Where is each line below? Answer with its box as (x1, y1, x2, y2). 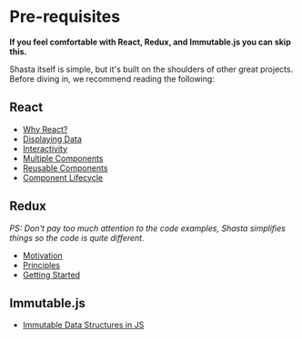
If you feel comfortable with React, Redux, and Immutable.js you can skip (9, 36, 291, 47)
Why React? (22, 124, 68, 135)
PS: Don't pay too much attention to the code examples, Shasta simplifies (9, 223, 287, 234)
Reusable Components (22, 162, 108, 174)
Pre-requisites (9, 6, 121, 27)
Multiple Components (22, 153, 104, 164)
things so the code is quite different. (9, 232, 145, 243)
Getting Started (22, 269, 80, 280)
